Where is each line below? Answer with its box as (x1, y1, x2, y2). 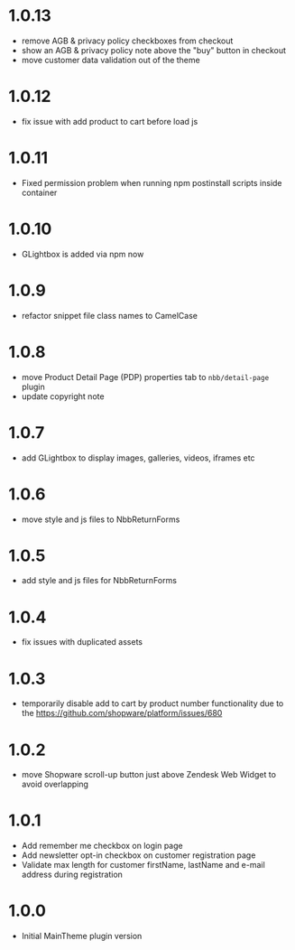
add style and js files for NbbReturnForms (21, 575, 178, 586)
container (21, 187, 58, 198)
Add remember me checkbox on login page (21, 841, 183, 852)
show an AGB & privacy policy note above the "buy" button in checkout (21, 44, 286, 55)
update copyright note (21, 390, 105, 402)
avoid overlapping (21, 778, 89, 790)
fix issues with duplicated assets (21, 637, 143, 647)
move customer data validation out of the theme (21, 54, 200, 65)
